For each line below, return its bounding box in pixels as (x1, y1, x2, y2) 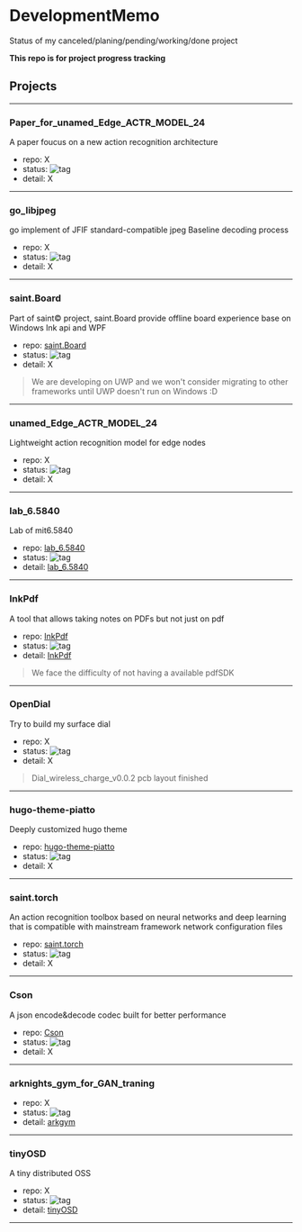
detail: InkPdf (22, 649, 72, 660)
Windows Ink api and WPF (9, 322, 107, 333)
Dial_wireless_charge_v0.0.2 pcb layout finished (31, 772, 209, 784)
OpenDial (9, 698, 51, 711)
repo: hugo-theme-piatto (22, 841, 115, 852)
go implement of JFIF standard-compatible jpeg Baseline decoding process (9, 224, 289, 235)
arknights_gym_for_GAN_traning (9, 1077, 155, 1090)
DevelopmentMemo (9, 5, 160, 26)
